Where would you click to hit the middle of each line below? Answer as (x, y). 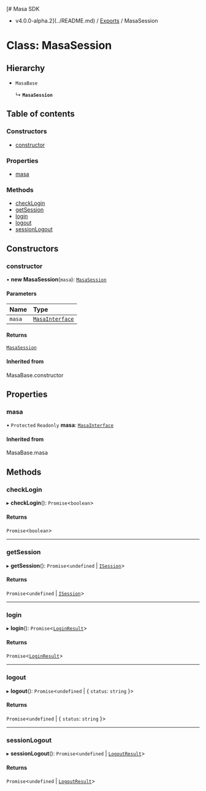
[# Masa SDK (23, 9)
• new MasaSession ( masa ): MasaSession (56, 279)
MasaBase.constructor (35, 375)
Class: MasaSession (59, 46)
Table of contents (40, 114)
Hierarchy (26, 68)
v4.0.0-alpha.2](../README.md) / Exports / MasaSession (86, 21)
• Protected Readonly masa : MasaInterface (60, 425)
